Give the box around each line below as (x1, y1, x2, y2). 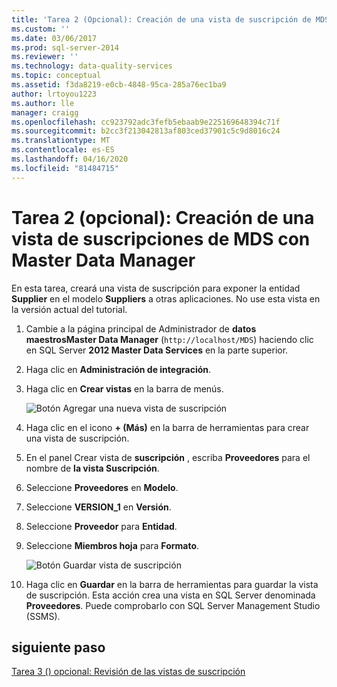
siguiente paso (11, 639, 106, 656)
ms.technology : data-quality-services (11, 61, 173, 71)
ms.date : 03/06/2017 (11, 33, 98, 43)
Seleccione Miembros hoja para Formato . (25, 539, 200, 551)
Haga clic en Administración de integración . (25, 363, 212, 375)
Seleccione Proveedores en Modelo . (25, 481, 179, 493)
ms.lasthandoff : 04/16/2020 (11, 154, 129, 164)
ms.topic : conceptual (11, 71, 102, 81)
